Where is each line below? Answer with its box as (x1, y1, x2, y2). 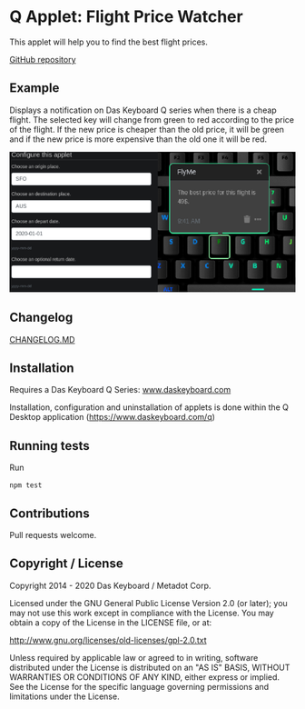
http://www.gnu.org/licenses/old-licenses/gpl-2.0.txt (9, 634, 207, 645)
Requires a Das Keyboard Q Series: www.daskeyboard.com (9, 384, 231, 395)
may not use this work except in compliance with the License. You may (9, 607, 274, 618)
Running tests (9, 438, 91, 454)
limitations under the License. (9, 691, 120, 702)
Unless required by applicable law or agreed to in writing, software (9, 652, 259, 663)
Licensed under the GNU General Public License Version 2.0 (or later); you (9, 597, 288, 608)
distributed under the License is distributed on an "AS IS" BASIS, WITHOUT (9, 662, 290, 673)
